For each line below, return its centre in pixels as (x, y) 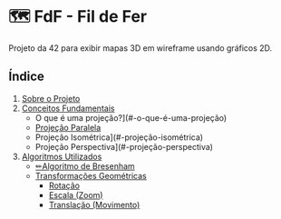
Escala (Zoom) (76, 194)
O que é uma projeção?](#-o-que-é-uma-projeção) (131, 117)
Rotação (64, 185)
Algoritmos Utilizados (62, 156)
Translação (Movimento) (94, 204)
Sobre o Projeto (51, 98)
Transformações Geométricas (91, 175)
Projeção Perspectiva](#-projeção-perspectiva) (124, 146)
